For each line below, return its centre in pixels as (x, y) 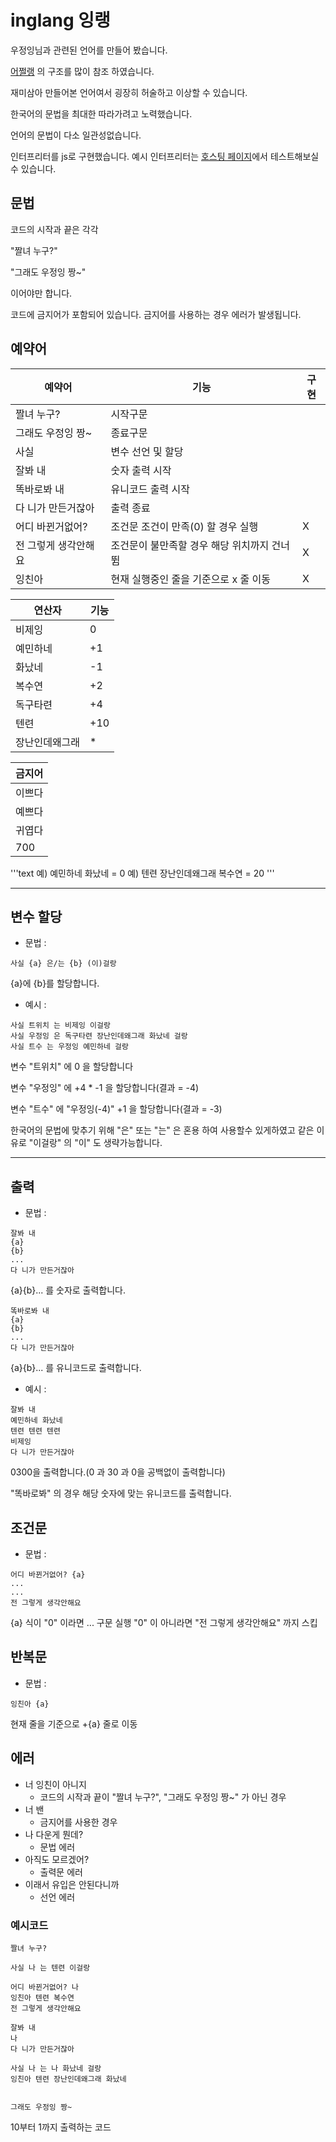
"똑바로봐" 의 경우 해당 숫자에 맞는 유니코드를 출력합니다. (121, 1493)
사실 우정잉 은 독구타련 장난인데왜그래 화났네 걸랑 (99, 1036)
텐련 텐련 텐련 (35, 1431)
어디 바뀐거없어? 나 (44, 1987)
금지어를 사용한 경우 (78, 1822)
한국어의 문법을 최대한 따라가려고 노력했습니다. (101, 113)
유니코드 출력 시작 (150, 489)
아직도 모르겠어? (57, 1859)
